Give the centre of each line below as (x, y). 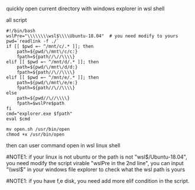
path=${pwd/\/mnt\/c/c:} (47, 51)
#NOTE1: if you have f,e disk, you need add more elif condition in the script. (98, 181)
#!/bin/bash (21, 31)
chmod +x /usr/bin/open (35, 134)
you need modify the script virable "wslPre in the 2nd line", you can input (95, 163)
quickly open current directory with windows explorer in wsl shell (85, 9)
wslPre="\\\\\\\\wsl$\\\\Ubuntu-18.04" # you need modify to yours (92, 36)
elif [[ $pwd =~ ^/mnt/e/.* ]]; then (53, 78)
